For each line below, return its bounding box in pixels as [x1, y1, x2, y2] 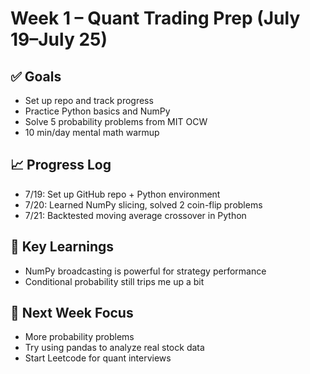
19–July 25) [10, 28, 108, 51]
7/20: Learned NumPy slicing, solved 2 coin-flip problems [24, 198, 263, 211]
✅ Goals [10, 68, 62, 85]
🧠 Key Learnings [10, 238, 115, 256]
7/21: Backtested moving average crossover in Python [24, 209, 247, 221]
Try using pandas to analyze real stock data [24, 342, 205, 354]
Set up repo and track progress [24, 95, 154, 106]
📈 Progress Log [10, 157, 112, 174]
